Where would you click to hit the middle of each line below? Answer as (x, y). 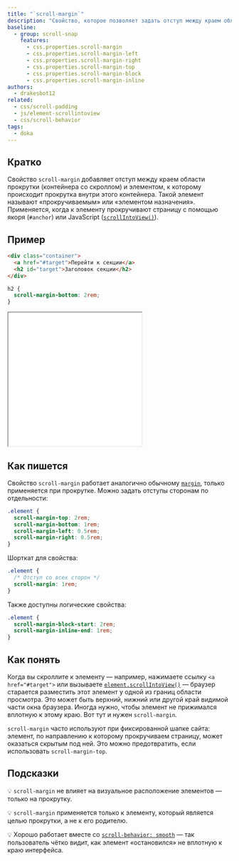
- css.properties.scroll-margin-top (80, 67)
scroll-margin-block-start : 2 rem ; (65, 624)
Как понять (34, 660)
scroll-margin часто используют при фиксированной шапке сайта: (109, 728)
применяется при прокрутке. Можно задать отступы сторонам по (108, 490)
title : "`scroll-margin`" (46, 14)
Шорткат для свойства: (43, 558)
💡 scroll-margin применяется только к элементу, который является (111, 813)
